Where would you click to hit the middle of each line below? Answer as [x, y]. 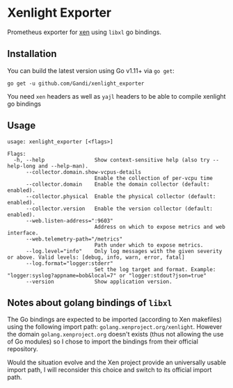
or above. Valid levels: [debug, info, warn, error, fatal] [96, 257]
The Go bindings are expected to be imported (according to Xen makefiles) [115, 320]
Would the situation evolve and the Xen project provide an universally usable [117, 362]
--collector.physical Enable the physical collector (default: [121, 196]
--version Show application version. [99, 282]
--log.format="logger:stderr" [69, 263]
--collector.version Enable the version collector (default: [119, 209]
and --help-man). [63, 166]
